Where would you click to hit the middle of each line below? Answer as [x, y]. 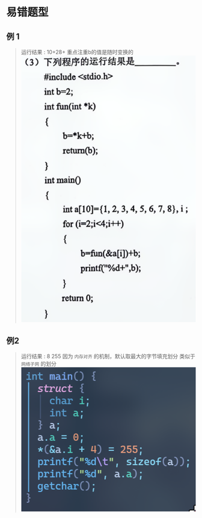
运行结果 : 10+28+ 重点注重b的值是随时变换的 [77, 52]
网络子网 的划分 [39, 364]
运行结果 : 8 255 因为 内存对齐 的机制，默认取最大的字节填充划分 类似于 [108, 357]
